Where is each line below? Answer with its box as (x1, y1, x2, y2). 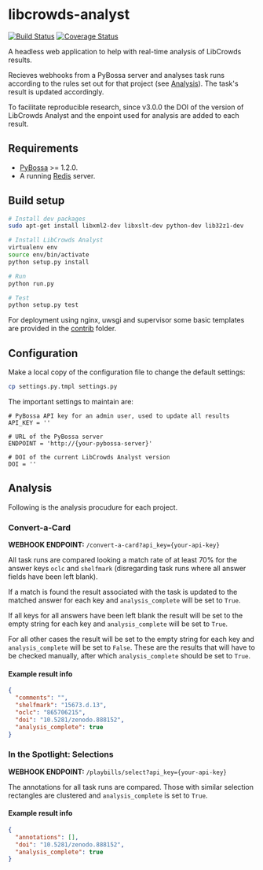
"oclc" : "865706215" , (15, 708, 86, 717)
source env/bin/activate (8, 251, 89, 259)
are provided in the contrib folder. (8, 324, 117, 334)
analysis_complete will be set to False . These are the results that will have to (8, 643, 255, 652)
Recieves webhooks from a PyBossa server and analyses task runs (8, 70, 225, 79)
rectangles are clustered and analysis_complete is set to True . (8, 791, 208, 800)
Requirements (8, 142, 79, 155)
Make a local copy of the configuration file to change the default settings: (8, 367, 246, 377)
